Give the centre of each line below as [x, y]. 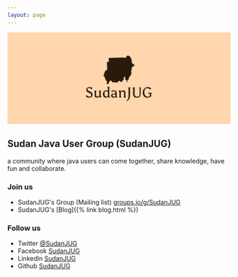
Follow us [24, 228]
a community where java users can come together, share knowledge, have [116, 161]
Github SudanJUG [44, 266]
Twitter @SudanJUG [47, 244]
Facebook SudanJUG [49, 251]
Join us [20, 186]
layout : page [27, 15]
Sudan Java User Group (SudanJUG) [89, 144]
